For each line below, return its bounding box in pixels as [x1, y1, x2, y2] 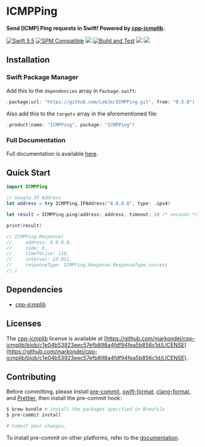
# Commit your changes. [6, 423, 67, 429]
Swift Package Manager [6, 73, 79, 82]
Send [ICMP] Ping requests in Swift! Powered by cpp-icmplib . [6, 24, 165, 32]
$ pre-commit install [6, 412, 62, 418]
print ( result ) [6, 222, 43, 228]
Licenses [6, 319, 41, 329]
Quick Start [6, 168, 51, 178]
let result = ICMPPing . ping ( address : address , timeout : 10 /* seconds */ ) [6, 212, 201, 218]
